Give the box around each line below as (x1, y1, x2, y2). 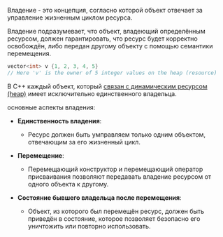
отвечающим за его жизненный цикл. (27, 137, 141, 146)
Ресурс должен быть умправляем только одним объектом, (27, 130, 206, 139)
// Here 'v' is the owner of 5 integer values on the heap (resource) (7, 69, 217, 76)
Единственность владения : (17, 116, 102, 125)
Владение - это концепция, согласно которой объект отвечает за (7, 6, 203, 14)
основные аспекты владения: (7, 103, 96, 111)
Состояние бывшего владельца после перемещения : (17, 193, 182, 202)
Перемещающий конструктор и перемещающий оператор (27, 165, 203, 173)
